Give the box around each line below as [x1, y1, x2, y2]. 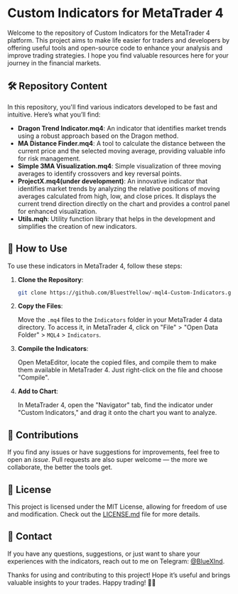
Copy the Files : [17, 302, 63, 310]
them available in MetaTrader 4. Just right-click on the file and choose [17, 366, 223, 374]
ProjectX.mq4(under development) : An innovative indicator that [17, 176, 208, 185]
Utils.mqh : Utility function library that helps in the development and [17, 215, 215, 223]
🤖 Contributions [7, 428, 79, 441]
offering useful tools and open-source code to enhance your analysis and [7, 43, 223, 52]
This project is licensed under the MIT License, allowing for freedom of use [7, 502, 227, 511]
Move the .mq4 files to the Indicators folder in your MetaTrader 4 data [17, 315, 222, 324]
